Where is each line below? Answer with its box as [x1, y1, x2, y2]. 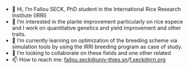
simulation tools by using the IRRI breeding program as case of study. [11, 43, 183, 50]
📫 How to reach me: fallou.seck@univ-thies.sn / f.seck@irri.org [11, 56, 166, 63]
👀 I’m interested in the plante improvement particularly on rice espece [11, 18, 184, 25]
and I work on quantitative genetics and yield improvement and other [11, 24, 181, 31]
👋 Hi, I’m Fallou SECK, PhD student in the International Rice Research [11, 6, 181, 12]
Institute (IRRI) [11, 12, 47, 19]
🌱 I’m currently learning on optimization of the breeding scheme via [11, 37, 178, 44]
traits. [11, 31, 26, 38]
